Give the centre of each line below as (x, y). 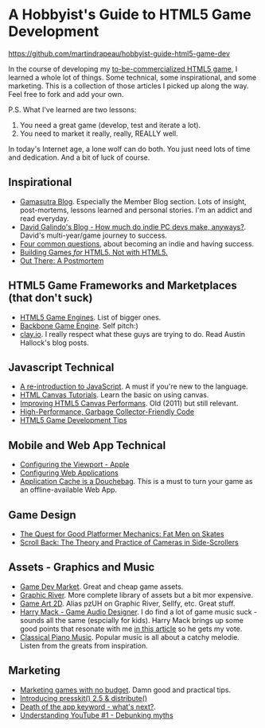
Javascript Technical (61, 367)
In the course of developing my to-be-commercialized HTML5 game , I (123, 68)
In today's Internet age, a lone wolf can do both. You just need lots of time (129, 149)
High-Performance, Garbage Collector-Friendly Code (107, 412)
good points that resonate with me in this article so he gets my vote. (131, 629)
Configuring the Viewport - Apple (74, 465)
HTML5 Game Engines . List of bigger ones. (90, 317)
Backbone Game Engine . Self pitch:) (79, 325)
